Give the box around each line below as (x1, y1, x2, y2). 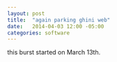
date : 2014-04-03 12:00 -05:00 (7, 23, 104, 30)
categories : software (7, 29, 70, 37)
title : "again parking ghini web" (7, 17, 111, 23)
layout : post (7, 10, 45, 17)
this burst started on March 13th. (7, 48, 101, 56)
